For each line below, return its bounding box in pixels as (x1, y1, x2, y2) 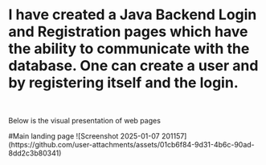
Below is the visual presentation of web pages (8, 115, 161, 125)
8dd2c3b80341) (8, 148, 62, 158)
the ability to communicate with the (8, 40, 250, 58)
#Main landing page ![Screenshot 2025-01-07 (8, 131, 160, 141)
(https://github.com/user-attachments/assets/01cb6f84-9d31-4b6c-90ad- (8, 139, 255, 149)
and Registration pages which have (8, 22, 248, 41)
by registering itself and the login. (8, 74, 239, 92)
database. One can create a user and (8, 57, 259, 75)
